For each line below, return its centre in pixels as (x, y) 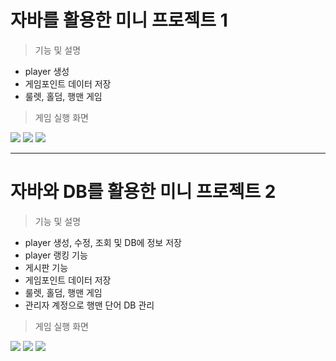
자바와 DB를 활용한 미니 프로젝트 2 (143, 192)
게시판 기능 (46, 267)
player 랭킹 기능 (56, 255)
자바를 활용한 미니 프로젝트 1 (119, 20)
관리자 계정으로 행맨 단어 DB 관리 (89, 305)
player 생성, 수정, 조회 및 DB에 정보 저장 (103, 242)
